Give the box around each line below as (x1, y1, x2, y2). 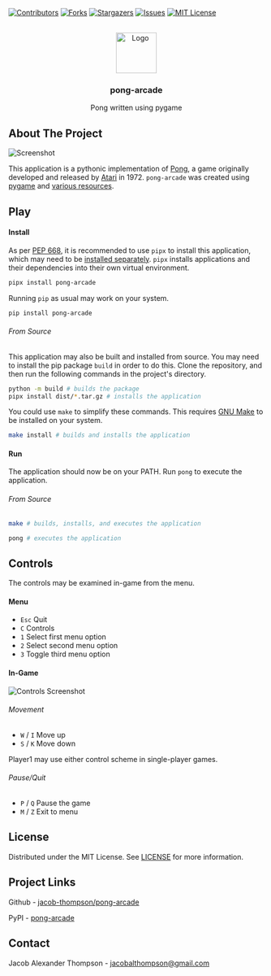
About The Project (8, 126, 103, 140)
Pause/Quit (8, 773, 46, 782)
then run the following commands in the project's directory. (8, 368, 207, 378)
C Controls (19, 623, 55, 634)
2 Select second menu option (19, 641, 118, 651)
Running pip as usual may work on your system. (8, 293, 169, 303)
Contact (8, 936, 50, 951)
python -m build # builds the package (8, 385, 140, 393)
